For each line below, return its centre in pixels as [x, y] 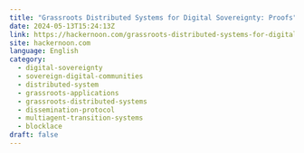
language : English [44, 51]
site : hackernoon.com [50, 43]
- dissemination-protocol [66, 110]
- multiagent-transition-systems [81, 118]
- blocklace [40, 127]
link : [19, 34]
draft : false [34, 135]
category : [28, 59]
